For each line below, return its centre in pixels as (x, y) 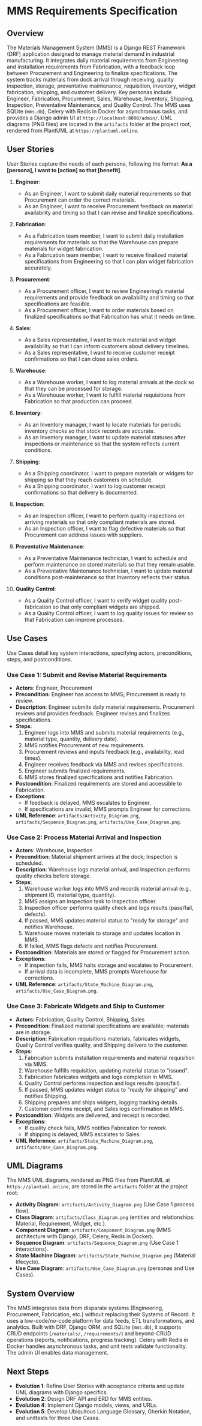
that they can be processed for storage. (73, 388)
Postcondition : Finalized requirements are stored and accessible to (99, 783)
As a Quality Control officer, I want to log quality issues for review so (109, 613)
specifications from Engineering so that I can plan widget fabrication (109, 261)
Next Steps (28, 1372)
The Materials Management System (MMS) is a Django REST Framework (96, 47)
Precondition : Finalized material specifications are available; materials (102, 1026)
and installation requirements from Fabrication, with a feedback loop (91, 67)
